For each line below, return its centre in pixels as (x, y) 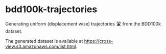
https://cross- (99, 41)
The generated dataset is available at (44, 41)
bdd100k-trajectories (51, 9)
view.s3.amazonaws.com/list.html (41, 46)
